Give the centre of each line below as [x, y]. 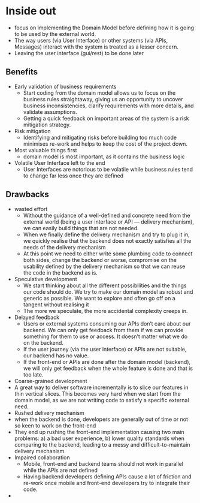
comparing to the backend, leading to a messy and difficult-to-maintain [102, 444]
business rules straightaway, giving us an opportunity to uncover [103, 99]
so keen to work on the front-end [55, 425]
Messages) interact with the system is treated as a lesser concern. [96, 47]
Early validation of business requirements [65, 86]
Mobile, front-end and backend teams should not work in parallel [103, 463]
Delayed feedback [37, 317]
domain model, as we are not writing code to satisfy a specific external [101, 400]
